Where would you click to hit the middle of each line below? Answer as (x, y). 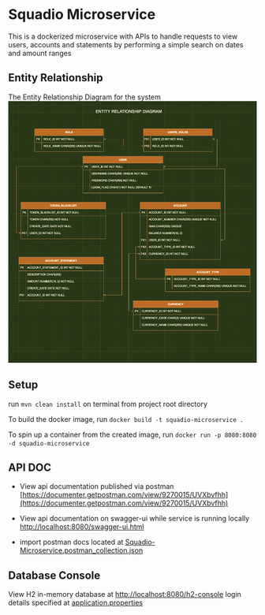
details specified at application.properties (76, 603)
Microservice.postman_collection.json (81, 550)
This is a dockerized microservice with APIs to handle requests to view (123, 36)
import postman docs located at (71, 542)
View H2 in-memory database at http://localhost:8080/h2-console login (125, 594)
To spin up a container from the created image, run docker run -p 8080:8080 (132, 434)
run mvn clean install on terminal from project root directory (108, 404)
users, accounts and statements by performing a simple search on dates (126, 44)
